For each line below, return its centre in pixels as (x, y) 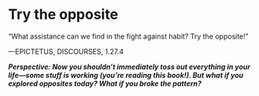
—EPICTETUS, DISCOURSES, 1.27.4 (66, 51)
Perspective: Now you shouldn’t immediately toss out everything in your (129, 66)
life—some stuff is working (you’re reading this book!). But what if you (126, 75)
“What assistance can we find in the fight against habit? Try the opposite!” (128, 36)
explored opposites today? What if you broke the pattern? (105, 83)
